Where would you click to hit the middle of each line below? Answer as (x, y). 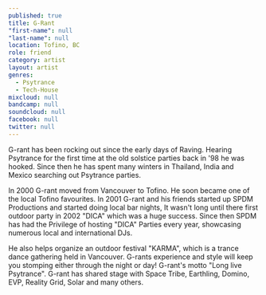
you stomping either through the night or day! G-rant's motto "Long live (125, 265)
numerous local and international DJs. (70, 233)
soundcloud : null (37, 112)
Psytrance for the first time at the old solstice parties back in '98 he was (127, 158)
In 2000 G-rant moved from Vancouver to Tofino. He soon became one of (129, 190)
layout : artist (33, 68)
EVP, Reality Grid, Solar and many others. (76, 282)
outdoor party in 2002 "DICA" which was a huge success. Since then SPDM (133, 215)
